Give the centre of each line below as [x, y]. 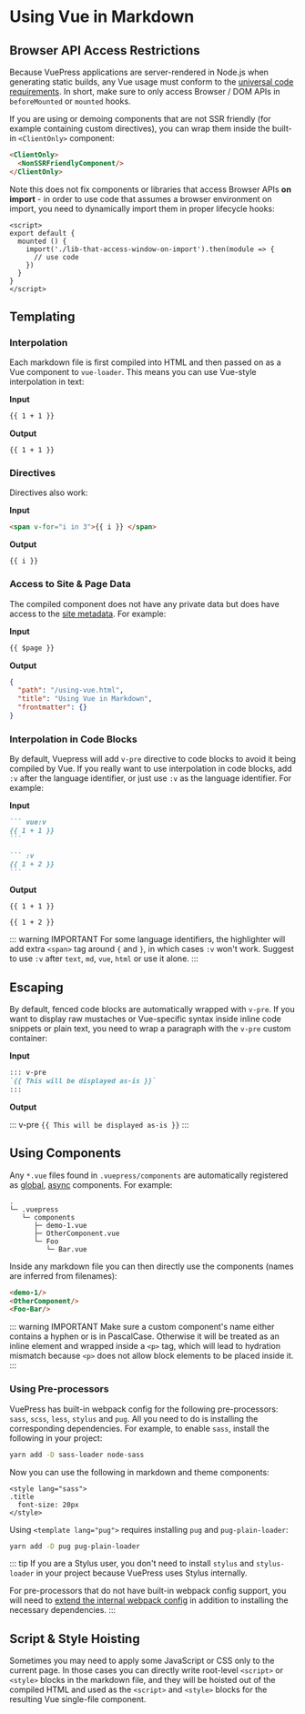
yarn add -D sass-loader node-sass [77, 1455]
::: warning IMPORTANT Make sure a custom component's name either [142, 1327]
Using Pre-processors [59, 1389]
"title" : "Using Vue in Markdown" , [85, 699]
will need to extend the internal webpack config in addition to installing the [149, 1600]
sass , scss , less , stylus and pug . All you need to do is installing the [134, 1418]
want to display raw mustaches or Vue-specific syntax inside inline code [146, 1019]
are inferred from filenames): [63, 1275]
